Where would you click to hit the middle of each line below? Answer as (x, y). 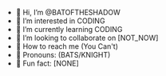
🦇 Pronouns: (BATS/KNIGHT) (63, 55)
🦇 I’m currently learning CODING (69, 29)
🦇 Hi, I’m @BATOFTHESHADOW (68, 12)
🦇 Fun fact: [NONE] (47, 63)
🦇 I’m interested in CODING (60, 21)
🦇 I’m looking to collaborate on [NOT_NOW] (87, 38)
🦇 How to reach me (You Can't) (67, 46)
